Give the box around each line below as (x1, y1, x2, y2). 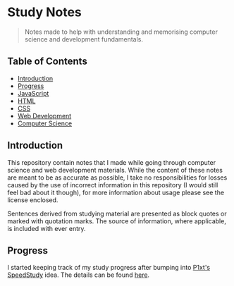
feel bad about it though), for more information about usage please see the (7, 188, 224, 197)
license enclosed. (7, 195, 58, 204)
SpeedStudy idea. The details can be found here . (7, 271, 150, 279)
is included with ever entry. (7, 224, 86, 232)
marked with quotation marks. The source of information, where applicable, (7, 216, 227, 225)
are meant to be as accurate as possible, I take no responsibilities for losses (7, 173, 228, 182)
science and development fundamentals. (24, 35, 143, 43)
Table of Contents (7, 56, 88, 68)
